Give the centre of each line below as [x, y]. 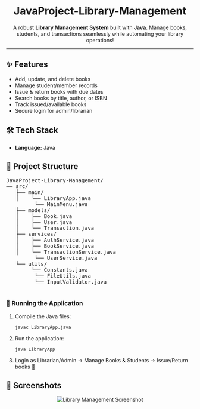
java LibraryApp [35, 349]
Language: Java [35, 147]
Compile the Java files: [43, 316]
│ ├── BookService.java [55, 246]
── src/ [17, 187]
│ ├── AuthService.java [55, 240]
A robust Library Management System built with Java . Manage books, [100, 27]
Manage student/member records [56, 85]
